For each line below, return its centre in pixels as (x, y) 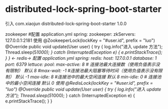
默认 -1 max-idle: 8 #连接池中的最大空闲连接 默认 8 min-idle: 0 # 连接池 (88, 77)
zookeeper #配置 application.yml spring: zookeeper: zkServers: (70, 34)
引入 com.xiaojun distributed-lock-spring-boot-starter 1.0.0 (66, 23)
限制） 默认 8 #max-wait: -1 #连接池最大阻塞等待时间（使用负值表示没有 (84, 70)
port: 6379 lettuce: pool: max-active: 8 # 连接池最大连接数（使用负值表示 (80, 64)
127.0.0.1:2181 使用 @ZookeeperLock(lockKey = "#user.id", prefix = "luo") (80, 40)
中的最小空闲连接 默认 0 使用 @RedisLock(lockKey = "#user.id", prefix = (79, 83)
